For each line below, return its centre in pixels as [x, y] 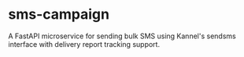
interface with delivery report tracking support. [84, 44]
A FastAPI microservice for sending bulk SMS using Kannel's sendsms [122, 36]
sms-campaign [59, 14]
